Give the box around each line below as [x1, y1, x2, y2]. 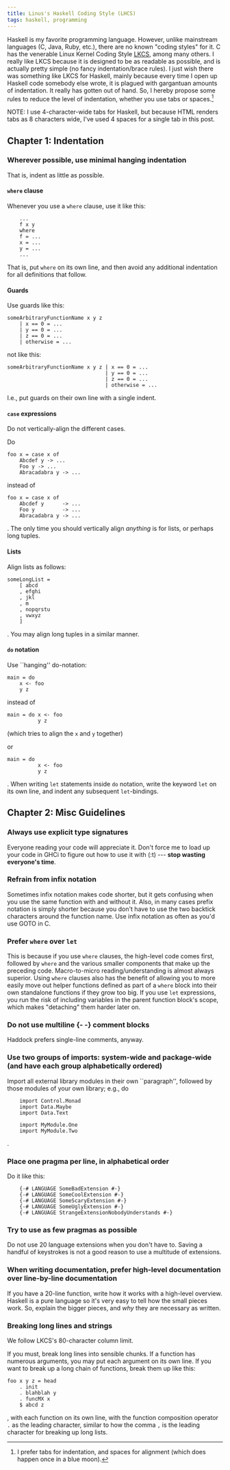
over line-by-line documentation [7, 1273, 118, 1283]
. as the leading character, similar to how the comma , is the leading [7, 1421, 201, 1429]
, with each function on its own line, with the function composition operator [7, 1413, 219, 1421]
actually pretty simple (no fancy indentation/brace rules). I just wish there [7, 64, 214, 73]
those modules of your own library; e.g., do [7, 1084, 129, 1093]
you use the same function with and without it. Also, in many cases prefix [7, 897, 214, 906]
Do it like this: [7, 1172, 46, 1180]
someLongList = [7, 576, 51, 583]
